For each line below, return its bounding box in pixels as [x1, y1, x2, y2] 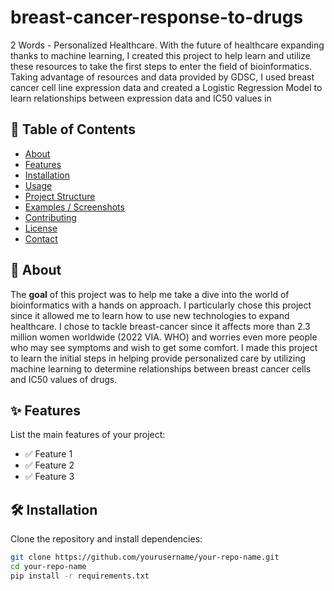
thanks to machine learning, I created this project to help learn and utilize [10, 49, 311, 61]
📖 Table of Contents [10, 121, 136, 138]
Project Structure [24, 190, 96, 202]
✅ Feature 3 [24, 471, 75, 483]
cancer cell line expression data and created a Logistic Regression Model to [10, 81, 323, 93]
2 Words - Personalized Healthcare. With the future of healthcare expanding [10, 39, 325, 51]
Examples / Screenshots [24, 201, 125, 213]
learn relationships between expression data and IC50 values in [10, 92, 272, 104]
